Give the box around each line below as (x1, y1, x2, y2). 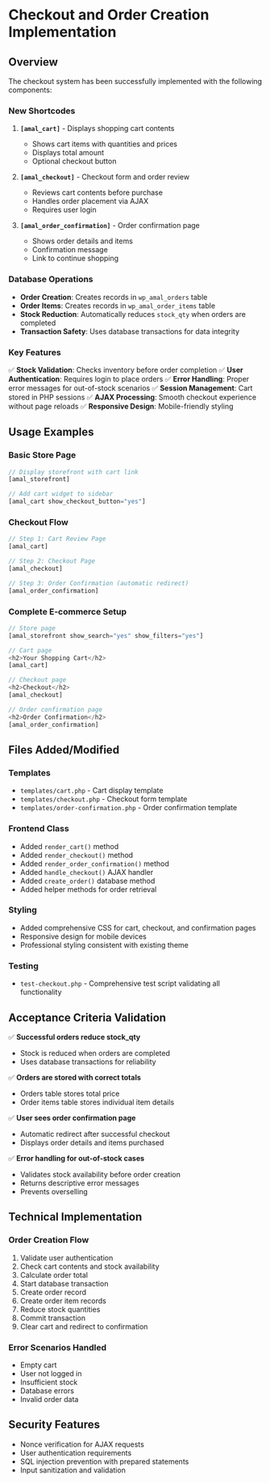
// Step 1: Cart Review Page (8, 535, 106, 543)
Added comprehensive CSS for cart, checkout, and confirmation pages (19, 923, 256, 932)
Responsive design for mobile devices (19, 932, 147, 941)
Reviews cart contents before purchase (31, 188, 164, 197)
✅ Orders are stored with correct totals (8, 1072, 141, 1082)
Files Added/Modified (8, 742, 119, 757)
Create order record (19, 1287, 87, 1297)
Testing (8, 960, 39, 971)
